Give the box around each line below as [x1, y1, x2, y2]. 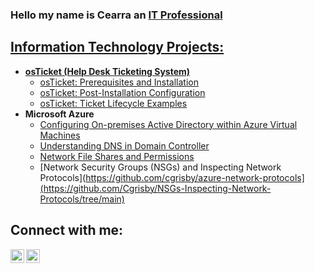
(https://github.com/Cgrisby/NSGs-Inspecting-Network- [39, 182, 272, 194]
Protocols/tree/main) [39, 193, 125, 205]
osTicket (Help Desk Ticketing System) [24, 65, 191, 77]
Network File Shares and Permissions [39, 150, 195, 162]
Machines [39, 129, 81, 141]
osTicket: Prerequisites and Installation [39, 76, 200, 88]
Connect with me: [10, 222, 124, 239]
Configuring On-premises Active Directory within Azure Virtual [39, 118, 298, 130]
